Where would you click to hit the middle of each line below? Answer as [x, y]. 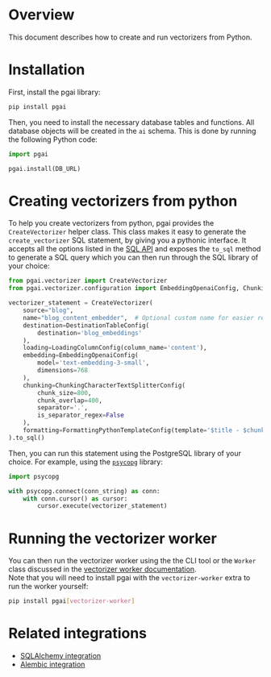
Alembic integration [52, 665]
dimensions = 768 [63, 371]
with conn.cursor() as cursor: [75, 498]
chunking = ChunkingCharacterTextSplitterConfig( [104, 385]
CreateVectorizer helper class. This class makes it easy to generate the [127, 232]
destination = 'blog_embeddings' [90, 333]
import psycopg [34, 476]
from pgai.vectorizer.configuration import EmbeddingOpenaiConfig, [124, 289]
